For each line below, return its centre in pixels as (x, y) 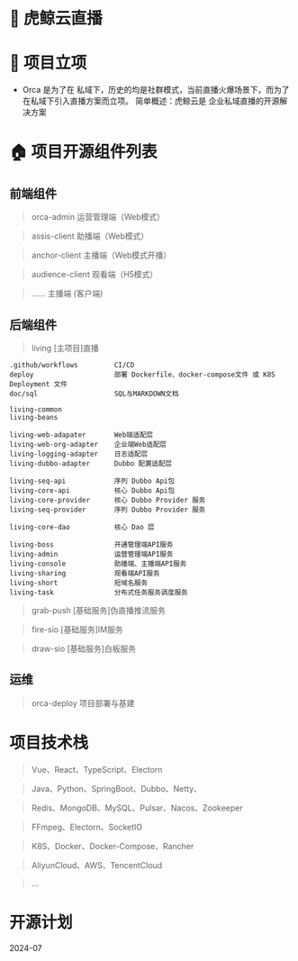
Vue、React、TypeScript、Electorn (97, 769)
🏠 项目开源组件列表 (83, 152)
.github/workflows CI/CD (72, 365)
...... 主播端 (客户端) (67, 294)
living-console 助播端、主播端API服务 (98, 564)
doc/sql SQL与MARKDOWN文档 (94, 394)
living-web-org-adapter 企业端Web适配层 (88, 444)
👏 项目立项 (48, 63)
